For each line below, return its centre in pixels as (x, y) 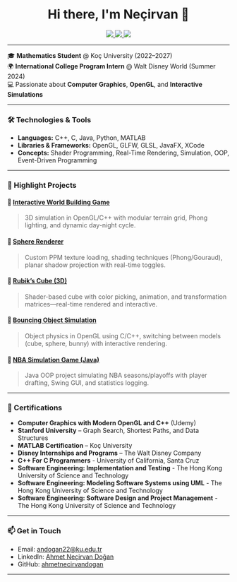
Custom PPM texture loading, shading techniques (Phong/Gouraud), (124, 257)
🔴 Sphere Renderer (36, 241)
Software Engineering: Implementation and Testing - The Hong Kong (120, 468)
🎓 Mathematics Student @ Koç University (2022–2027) (90, 55)
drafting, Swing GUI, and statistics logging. (87, 383)
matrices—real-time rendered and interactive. (91, 304)
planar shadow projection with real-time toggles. (95, 265)
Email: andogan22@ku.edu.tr (60, 549)
